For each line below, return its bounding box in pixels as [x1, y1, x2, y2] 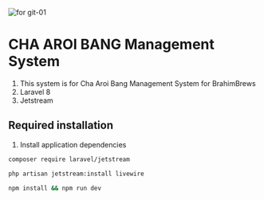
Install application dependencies [19, 139, 127, 149]
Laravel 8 [19, 87, 51, 96]
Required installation [8, 119, 114, 132]
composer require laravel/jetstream [8, 155, 130, 163]
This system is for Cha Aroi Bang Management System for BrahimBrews [19, 78, 257, 88]
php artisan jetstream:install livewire [8, 170, 145, 178]
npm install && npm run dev [8, 184, 102, 192]
